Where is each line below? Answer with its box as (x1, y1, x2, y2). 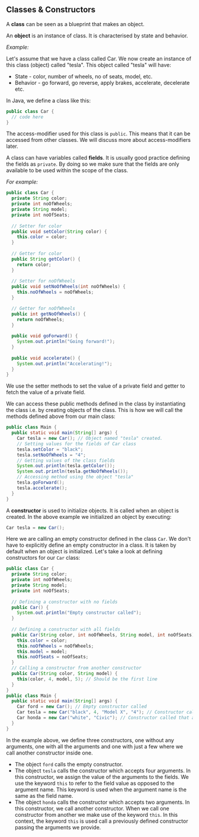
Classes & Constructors (6, 5, 96, 15)
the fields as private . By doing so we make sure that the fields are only (6, 160, 179, 168)
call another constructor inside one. (6, 749, 93, 756)
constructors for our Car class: (6, 554, 81, 562)
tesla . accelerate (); (17, 485, 68, 491)
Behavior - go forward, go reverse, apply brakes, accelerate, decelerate (14, 79, 190, 86)
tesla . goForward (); (17, 480, 65, 486)
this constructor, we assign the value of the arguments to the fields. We (14, 773, 190, 780)
